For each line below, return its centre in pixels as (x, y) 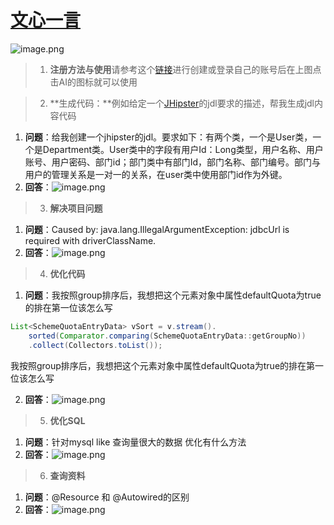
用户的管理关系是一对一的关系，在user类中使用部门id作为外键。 (156, 174)
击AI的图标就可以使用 (93, 82)
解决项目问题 (76, 208)
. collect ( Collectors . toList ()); (95, 345)
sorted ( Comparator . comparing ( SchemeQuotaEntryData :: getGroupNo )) (167, 336)
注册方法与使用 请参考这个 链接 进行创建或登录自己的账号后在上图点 (185, 69)
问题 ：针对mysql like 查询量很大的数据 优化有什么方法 (135, 442)
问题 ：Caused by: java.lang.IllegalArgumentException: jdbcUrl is (157, 229)
